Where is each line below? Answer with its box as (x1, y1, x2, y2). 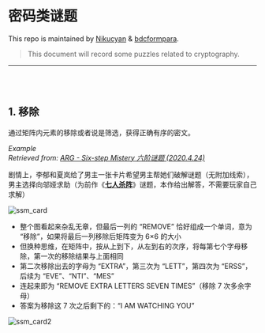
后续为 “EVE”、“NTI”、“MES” (19, 271, 114, 281)
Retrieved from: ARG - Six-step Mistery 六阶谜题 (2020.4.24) (8, 153, 205, 162)
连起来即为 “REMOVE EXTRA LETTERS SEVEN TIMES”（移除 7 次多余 (19, 281, 244, 290)
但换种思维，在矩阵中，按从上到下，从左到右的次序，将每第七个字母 (19, 241, 241, 251)
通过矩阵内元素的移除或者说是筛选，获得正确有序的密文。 (8, 127, 195, 137)
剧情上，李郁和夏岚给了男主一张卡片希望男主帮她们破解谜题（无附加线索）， (8, 169, 254, 179)
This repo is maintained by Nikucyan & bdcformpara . (8, 33, 179, 44)
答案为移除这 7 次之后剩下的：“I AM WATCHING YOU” (19, 301, 195, 310)
